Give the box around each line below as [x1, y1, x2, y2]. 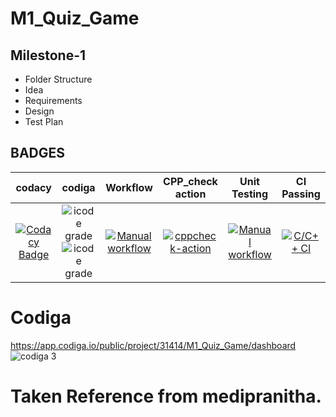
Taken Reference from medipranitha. [10, 385, 322, 407]
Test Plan [24, 116, 64, 127]
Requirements [24, 95, 83, 106]
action [174, 187, 207, 201]
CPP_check [163, 174, 218, 188]
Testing [231, 187, 269, 201]
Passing [281, 187, 321, 201]
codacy [15, 180, 52, 194]
